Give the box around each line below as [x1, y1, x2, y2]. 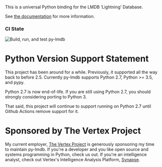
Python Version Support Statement [5, 53, 149, 64]
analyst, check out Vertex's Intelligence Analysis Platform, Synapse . [5, 157, 140, 163]
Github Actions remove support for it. [5, 109, 79, 114]
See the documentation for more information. [5, 14, 95, 19]
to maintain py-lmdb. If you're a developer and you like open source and [5, 147, 149, 153]
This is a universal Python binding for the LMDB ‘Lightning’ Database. [5, 4, 143, 10]
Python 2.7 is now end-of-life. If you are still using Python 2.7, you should [5, 89, 151, 95]
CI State [5, 25, 24, 32]
